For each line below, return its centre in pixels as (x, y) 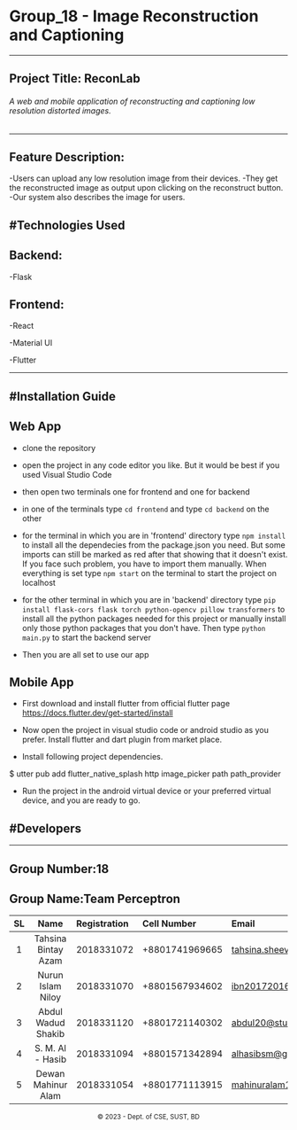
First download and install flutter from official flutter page (126, 704)
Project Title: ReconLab (75, 78)
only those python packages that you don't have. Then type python (144, 627)
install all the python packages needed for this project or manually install (154, 619)
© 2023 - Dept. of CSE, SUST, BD (148, 1117)
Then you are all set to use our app (85, 654)
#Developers (46, 828)
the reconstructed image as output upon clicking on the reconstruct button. (146, 188)
